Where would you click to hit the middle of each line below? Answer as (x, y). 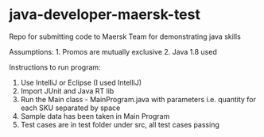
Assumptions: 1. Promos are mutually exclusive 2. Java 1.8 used (113, 51)
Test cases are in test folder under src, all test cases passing (120, 124)
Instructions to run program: (55, 67)
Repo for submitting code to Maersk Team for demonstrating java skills (125, 36)
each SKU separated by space (70, 108)
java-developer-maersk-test (105, 15)
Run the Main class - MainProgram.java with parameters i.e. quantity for (138, 99)
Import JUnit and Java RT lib (67, 91)
